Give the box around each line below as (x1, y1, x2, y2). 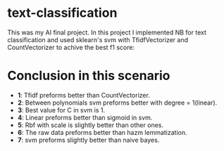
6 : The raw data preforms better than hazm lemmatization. (17, 128, 188, 136)
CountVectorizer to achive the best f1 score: (7, 43, 135, 51)
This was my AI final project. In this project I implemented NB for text (7, 28, 206, 37)
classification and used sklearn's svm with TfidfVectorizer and (7, 35, 189, 44)
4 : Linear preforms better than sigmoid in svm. (17, 113, 153, 122)
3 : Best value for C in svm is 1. (17, 105, 106, 114)
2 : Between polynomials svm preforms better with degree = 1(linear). (17, 98, 218, 107)
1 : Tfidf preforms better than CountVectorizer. (17, 91, 150, 99)
